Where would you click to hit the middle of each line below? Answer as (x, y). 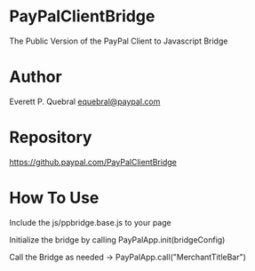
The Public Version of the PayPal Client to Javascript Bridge (119, 41)
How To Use (54, 198)
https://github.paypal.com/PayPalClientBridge (93, 162)
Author (36, 77)
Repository (51, 137)
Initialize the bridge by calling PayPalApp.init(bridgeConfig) (117, 239)
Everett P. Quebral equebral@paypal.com (85, 101)
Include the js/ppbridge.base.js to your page (90, 222)
